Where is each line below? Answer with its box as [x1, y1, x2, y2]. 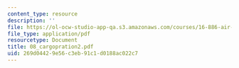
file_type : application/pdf [7, 30, 91, 38]
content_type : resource [7, 10, 78, 18]
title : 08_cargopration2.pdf [7, 43, 94, 50]
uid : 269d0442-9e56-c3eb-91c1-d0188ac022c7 [7, 50, 139, 57]
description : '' [7, 17, 55, 24]
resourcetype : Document [7, 37, 78, 44]
